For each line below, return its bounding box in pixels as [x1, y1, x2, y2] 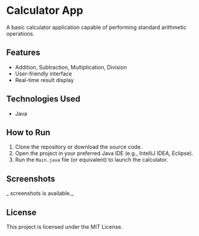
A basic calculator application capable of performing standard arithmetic [6, 24, 187, 31]
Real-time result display [14, 76, 74, 83]
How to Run [6, 127, 51, 138]
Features [6, 48, 40, 58]
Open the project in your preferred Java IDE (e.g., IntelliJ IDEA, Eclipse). [14, 150, 194, 157]
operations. [6, 30, 35, 37]
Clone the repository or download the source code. [14, 143, 142, 151]
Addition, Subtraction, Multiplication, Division [14, 63, 127, 71]
